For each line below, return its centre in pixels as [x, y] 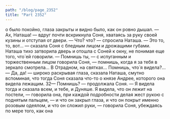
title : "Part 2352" [26, 15]
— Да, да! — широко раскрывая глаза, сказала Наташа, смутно [75, 73]
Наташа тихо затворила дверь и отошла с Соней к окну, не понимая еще [85, 51]
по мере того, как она [29, 111]
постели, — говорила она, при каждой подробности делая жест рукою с [85, 94]
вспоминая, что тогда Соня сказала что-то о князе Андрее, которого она [85, 78]
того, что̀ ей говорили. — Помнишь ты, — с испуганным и [68, 56]
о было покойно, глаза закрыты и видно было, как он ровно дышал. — [82, 29]
